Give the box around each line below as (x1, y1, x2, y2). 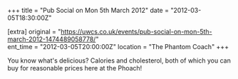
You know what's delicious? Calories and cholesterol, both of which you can (7, 56, 232, 65)
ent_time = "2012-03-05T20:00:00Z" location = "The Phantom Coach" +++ (7, 43, 229, 51)
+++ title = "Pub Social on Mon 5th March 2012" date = (7, 6, 170, 14)
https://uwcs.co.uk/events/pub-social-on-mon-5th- (60, 28, 212, 36)
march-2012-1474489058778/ (7, 35, 96, 43)
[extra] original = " (7, 28, 61, 36)
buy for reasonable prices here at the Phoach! (7, 64, 143, 72)
